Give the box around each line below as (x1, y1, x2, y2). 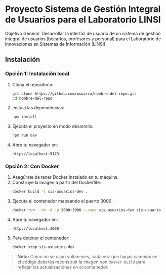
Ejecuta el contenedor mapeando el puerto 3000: (12, 198, 113, 204)
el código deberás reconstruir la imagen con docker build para (17, 259, 146, 265)
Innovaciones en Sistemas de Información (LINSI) (5, 41, 106, 47)
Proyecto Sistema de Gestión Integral (5, 3, 161, 15)
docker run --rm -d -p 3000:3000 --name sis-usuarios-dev (12, 207, 134, 213)
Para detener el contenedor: (12, 235, 70, 241)
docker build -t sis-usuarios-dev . (12, 189, 88, 194)
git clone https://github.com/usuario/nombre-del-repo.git (12, 91, 137, 96)
